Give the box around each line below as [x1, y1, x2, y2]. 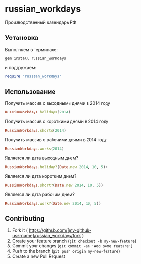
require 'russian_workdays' [5, 74, 62, 79]
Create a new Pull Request [12, 253, 66, 259]
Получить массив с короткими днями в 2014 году [5, 118, 109, 125]
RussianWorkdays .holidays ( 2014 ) [5, 110, 70, 115]
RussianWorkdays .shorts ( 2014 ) [5, 128, 67, 133]
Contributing [5, 214, 45, 223]
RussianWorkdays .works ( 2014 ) [5, 146, 64, 151]
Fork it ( [12, 227, 28, 233]
